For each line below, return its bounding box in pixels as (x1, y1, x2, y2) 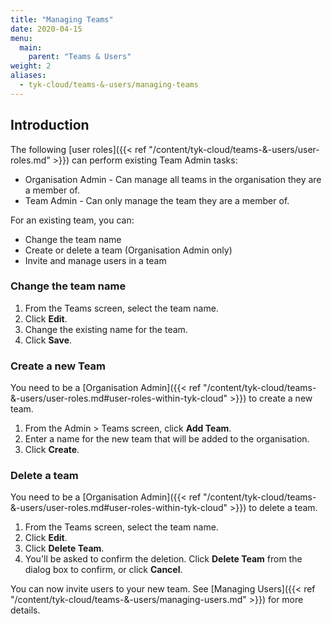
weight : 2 (10, 61, 52, 71)
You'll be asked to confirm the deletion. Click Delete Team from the (24, 553, 303, 565)
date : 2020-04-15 (10, 24, 83, 34)
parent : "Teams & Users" (28, 52, 132, 62)
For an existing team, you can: (10, 214, 135, 226)
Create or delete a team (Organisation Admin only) (24, 244, 233, 256)
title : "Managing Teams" (10, 14, 114, 25)
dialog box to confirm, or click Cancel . (24, 564, 183, 576)
